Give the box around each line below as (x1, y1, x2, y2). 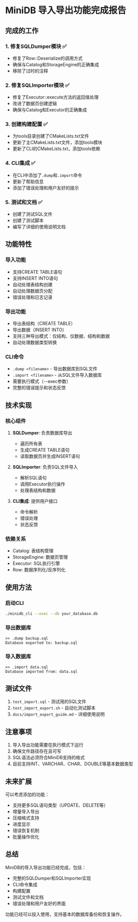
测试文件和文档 (12, 894, 44, 900)
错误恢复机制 (12, 827, 39, 833)
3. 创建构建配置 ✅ (5, 121, 48, 128)
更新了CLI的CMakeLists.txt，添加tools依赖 (12, 146, 101, 152)
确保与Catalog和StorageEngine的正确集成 (12, 61, 99, 67)
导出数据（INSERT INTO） (12, 327, 67, 333)
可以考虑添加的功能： (5, 791, 49, 797)
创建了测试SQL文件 (12, 211, 53, 217)
